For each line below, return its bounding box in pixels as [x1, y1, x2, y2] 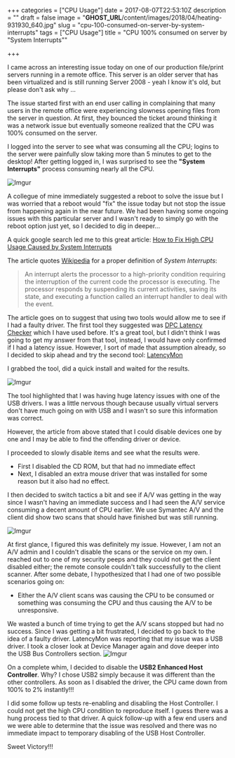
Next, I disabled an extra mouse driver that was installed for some [17, 470, 208, 478]
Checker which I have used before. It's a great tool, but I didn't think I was [7, 328, 221, 336]
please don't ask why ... [7, 86, 76, 93]
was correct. [7, 414, 44, 422]
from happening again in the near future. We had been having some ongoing [7, 207, 229, 215]
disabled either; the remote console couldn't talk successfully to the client [7, 563, 221, 571]
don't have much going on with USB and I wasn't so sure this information [7, 406, 218, 415]
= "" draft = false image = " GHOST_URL [7, 13, 122, 22]
